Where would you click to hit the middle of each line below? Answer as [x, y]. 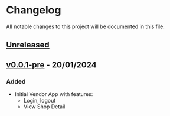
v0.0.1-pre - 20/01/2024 [52, 65]
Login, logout [40, 101]
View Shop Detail [44, 107]
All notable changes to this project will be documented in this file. [86, 26]
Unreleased [28, 45]
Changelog [34, 10]
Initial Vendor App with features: [54, 94]
